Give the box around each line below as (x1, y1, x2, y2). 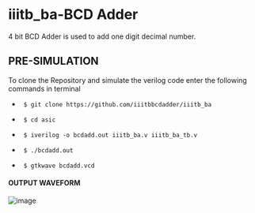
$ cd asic (23, 116, 56, 124)
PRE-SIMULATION (8, 54, 99, 68)
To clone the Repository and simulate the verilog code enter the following (8, 75, 247, 84)
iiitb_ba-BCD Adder (8, 6, 139, 24)
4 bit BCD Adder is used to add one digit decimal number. (8, 32, 196, 41)
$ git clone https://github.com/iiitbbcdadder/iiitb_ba (23, 100, 212, 108)
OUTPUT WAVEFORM (8, 178, 81, 188)
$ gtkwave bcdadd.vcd (23, 162, 95, 170)
